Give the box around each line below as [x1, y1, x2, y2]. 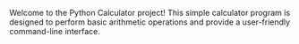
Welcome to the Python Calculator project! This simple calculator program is [9, 8, 291, 18]
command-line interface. [9, 26, 100, 36]
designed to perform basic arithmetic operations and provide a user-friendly [9, 17, 291, 27]
